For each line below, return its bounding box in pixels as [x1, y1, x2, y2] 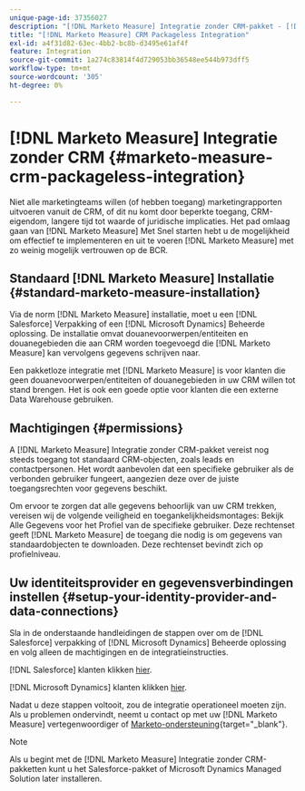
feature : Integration [9, 47, 92, 56]
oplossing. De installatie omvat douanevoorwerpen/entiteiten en [9, 328, 249, 339]
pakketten [9, 764, 47, 774]
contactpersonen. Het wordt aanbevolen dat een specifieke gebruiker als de [9, 464, 294, 474]
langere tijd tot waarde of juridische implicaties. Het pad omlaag [51, 215, 290, 227]
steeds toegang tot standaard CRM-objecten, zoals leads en [9, 454, 234, 465]
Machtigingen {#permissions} [9, 420, 183, 435]
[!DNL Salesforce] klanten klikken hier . [9, 664, 152, 675]
